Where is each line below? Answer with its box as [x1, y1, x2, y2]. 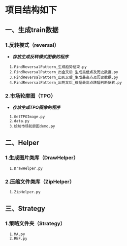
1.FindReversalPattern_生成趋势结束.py [9, 64, 87, 69]
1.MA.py [9, 232, 26, 237]
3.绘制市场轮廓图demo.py [9, 124, 55, 129]
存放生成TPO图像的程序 [12, 104, 61, 111]
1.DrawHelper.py [9, 166, 43, 171]
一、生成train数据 [5, 26, 59, 34]
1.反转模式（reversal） [5, 41, 60, 48]
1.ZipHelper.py [9, 190, 41, 195]
